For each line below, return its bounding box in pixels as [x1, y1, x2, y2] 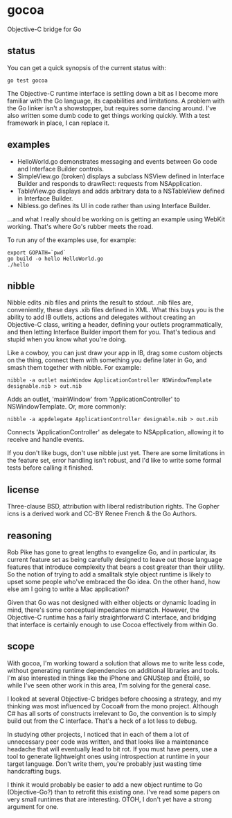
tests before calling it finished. [7, 463, 93, 472]
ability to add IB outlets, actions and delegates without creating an [7, 313, 196, 321]
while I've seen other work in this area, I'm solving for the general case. [7, 681, 211, 689]
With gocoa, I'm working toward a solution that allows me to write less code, [7, 658, 225, 667]
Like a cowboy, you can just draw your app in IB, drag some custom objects [7, 349, 223, 357]
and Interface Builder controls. [17, 164, 105, 173]
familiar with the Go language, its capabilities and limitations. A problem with [7, 96, 225, 105]
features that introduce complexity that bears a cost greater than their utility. [7, 563, 225, 571]
